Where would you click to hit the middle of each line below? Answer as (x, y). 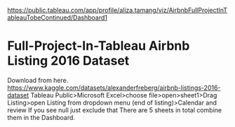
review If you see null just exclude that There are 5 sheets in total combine (115, 110)
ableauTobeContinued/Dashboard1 (57, 18)
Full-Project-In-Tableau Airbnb (99, 46)
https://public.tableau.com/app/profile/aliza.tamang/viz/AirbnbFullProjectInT (117, 10)
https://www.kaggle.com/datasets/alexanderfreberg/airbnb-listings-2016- (114, 88)
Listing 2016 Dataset (68, 61)
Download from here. (38, 80)
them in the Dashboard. (41, 117)
